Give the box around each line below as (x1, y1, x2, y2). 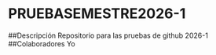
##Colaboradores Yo (8, 38, 76, 48)
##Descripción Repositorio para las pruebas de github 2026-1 (8, 31, 208, 40)
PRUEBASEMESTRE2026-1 (8, 5, 186, 23)
